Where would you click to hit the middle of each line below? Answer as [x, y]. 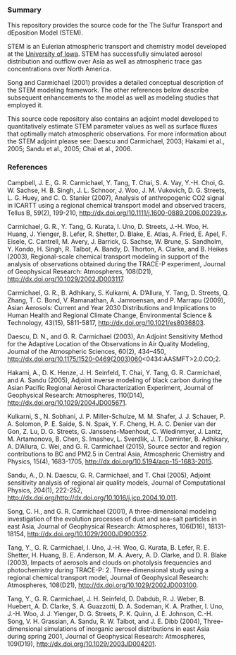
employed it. [25, 105]
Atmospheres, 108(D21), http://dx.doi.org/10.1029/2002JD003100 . [103, 585]
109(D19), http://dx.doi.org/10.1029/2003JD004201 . [82, 644]
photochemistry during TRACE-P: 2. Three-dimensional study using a [108, 570]
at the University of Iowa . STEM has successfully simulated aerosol [105, 54]
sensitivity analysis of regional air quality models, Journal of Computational [116, 483]
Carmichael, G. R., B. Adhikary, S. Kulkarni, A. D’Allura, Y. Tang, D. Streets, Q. [118, 293]
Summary [25, 10]
